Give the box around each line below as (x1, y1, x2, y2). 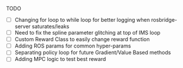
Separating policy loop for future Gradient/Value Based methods (14, 49, 171, 56)
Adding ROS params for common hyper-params (14, 42, 131, 49)
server (14, 23, 31, 30)
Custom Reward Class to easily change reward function (14, 36, 150, 43)
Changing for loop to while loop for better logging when (14, 16, 151, 23)
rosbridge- (151, 16, 178, 23)
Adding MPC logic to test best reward (14, 56, 106, 63)
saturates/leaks (31, 23, 70, 30)
